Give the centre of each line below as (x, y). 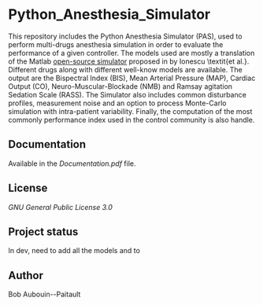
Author (26, 276)
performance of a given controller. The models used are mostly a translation (131, 53)
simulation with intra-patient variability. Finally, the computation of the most (130, 111)
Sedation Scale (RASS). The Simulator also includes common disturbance (127, 94)
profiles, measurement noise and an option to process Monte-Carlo (117, 103)
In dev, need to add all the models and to (74, 251)
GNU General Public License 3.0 (60, 207)
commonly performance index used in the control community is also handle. (131, 119)
